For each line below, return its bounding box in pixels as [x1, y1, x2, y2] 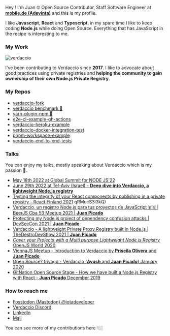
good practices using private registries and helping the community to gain [5, 70, 162, 76]
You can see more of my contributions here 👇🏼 [5, 325, 104, 331]
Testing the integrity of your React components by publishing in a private [12, 193, 165, 199]
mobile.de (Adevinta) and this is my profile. [5, 10, 97, 16]
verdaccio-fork [12, 100, 44, 106]
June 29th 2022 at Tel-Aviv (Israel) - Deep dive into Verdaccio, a [12, 182, 149, 189]
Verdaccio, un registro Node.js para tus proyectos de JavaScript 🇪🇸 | [12, 204, 159, 210]
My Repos [5, 88, 30, 96]
